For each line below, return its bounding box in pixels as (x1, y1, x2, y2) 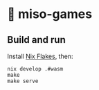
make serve (7, 78, 39, 84)
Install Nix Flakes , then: (7, 52, 73, 60)
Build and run (7, 34, 66, 46)
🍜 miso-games (7, 6, 92, 22)
